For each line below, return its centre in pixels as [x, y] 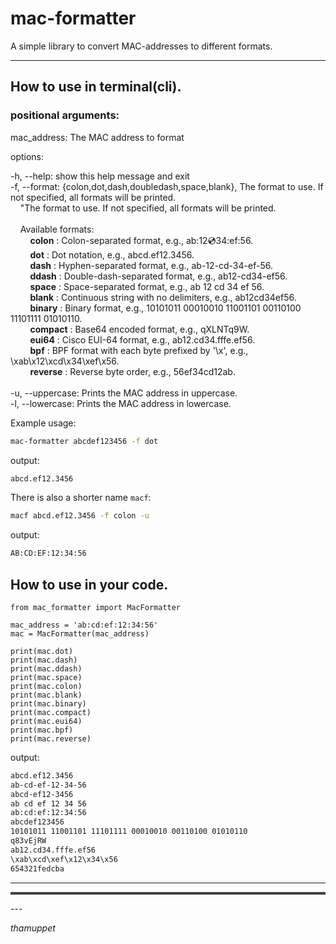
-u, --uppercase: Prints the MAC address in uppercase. [124, 393]
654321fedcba [37, 868]
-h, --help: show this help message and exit [100, 176]
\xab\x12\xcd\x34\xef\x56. [65, 361]
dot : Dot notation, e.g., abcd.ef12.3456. [112, 254]
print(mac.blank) [46, 695]
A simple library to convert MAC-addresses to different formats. [141, 46]
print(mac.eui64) [46, 721]
